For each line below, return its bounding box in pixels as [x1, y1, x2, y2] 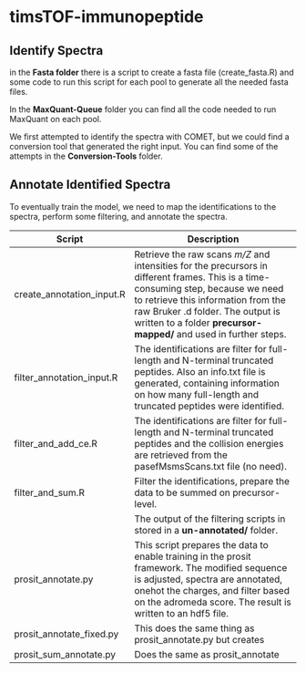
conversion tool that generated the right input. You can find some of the [9, 141, 279, 151]
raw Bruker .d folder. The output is [134, 305, 280, 317]
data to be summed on [134, 486, 230, 499]
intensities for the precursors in [134, 259, 269, 272]
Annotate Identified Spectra [9, 177, 171, 192]
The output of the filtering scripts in [134, 513, 286, 525]
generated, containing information [134, 377, 280, 389]
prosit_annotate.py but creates [134, 633, 265, 646]
